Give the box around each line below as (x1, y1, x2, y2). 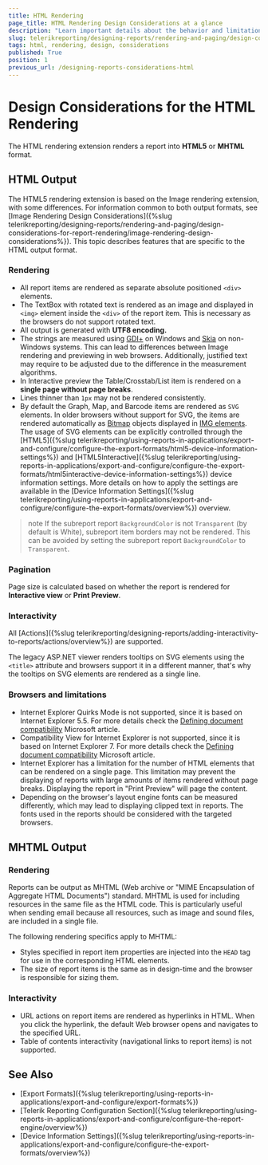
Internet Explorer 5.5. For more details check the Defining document (19, 715, 243, 726)
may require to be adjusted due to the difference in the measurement (19, 359, 247, 368)
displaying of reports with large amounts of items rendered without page (19, 775, 258, 785)
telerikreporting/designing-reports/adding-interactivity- (76, 628, 259, 638)
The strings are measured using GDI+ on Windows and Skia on (19, 333, 227, 343)
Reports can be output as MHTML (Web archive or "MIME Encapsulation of (8, 883, 255, 892)
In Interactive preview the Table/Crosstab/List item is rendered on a (19, 376, 242, 385)
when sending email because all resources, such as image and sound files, (8, 908, 254, 918)
